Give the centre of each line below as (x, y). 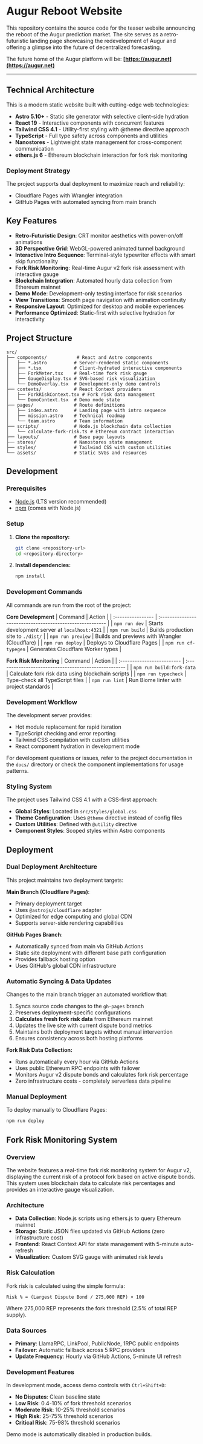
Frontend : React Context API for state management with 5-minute (97, 1244)
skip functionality (37, 261)
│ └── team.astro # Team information (64, 421)
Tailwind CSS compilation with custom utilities (72, 740)
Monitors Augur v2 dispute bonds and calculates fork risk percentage (101, 1075)
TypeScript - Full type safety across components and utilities (91, 136)
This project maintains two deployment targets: (65, 880)
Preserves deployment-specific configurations (73, 1012)
